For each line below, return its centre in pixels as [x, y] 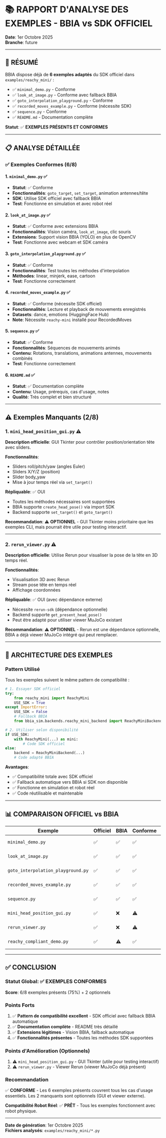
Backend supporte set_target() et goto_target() [62, 512]
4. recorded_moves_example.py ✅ [38, 293]
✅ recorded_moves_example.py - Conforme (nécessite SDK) [72, 106]
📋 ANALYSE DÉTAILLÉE [43, 148]
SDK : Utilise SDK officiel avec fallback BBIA [57, 199]
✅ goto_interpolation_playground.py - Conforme [62, 100]
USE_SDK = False [31, 712]
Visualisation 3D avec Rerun [41, 580]
